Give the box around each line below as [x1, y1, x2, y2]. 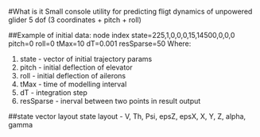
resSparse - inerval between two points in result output [19, 97, 201, 105]
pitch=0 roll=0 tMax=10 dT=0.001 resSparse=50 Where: [8, 39, 192, 48]
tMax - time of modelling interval [19, 79, 127, 89]
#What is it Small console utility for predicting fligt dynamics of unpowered [8, 7, 253, 16]
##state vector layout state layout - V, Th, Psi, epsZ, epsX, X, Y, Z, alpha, [8, 112, 246, 121]
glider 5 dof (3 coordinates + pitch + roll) [8, 15, 142, 25]
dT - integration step [19, 88, 87, 97]
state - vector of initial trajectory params [19, 55, 153, 63]
